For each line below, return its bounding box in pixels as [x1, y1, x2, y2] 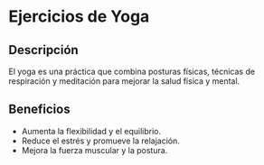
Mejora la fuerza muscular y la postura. [21, 144, 168, 155]
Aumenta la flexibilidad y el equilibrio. [21, 125, 162, 136]
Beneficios [8, 102, 71, 117]
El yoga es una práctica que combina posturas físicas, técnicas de [8, 66, 255, 77]
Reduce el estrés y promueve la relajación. [21, 135, 180, 146]
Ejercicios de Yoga [8, 6, 150, 27]
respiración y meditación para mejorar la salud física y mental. [8, 76, 240, 87]
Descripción [8, 42, 79, 58]
